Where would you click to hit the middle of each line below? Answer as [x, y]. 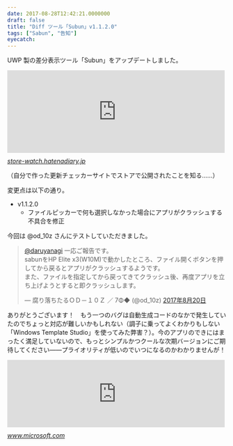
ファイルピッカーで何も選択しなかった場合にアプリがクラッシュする [125, 212]
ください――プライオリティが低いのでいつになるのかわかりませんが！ [126, 350]
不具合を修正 [46, 221]
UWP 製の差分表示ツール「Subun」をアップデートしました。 [95, 61]
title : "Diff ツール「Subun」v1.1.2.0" [62, 26]
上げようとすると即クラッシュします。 [85, 285]
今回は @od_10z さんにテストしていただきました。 [79, 236]
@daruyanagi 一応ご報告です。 [68, 250]
